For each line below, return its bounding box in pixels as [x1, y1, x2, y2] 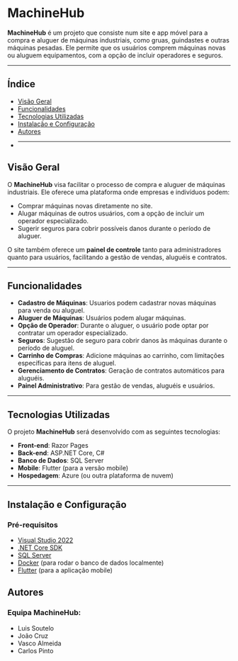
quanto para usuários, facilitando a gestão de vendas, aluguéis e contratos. [7, 253, 227, 261]
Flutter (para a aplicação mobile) [17, 565, 113, 575]
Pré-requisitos [7, 519, 58, 529]
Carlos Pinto [17, 646, 54, 655]
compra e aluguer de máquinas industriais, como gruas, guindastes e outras [7, 35, 230, 44]
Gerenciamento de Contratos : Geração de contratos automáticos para [17, 366, 225, 375]
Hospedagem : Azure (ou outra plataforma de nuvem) [17, 471, 174, 480]
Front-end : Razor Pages [17, 441, 89, 450]
